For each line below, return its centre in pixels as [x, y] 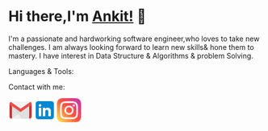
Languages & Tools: [41, 71]
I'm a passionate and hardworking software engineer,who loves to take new [134, 39]
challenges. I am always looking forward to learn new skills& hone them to [131, 47]
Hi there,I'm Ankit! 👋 [77, 16]
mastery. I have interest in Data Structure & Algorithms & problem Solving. [131, 55]
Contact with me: [37, 87]
